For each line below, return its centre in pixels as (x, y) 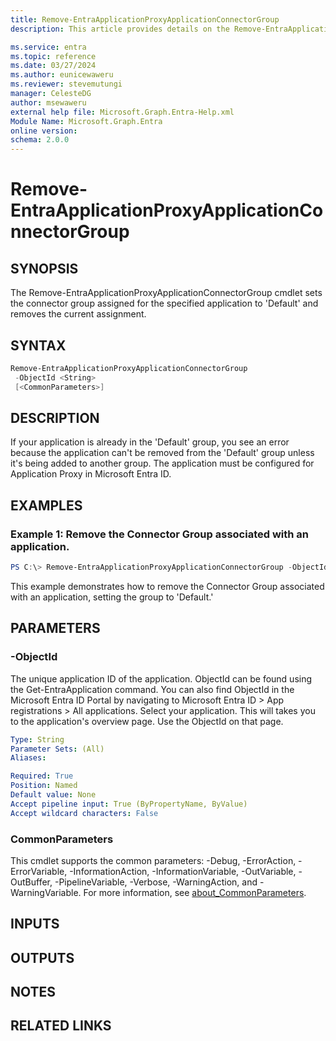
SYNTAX (38, 345)
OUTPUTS (42, 957)
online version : (44, 131)
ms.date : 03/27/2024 (53, 66)
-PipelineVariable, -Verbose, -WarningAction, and (156, 882)
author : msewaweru (48, 102)
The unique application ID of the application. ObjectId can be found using (161, 678)
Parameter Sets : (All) (57, 749)
